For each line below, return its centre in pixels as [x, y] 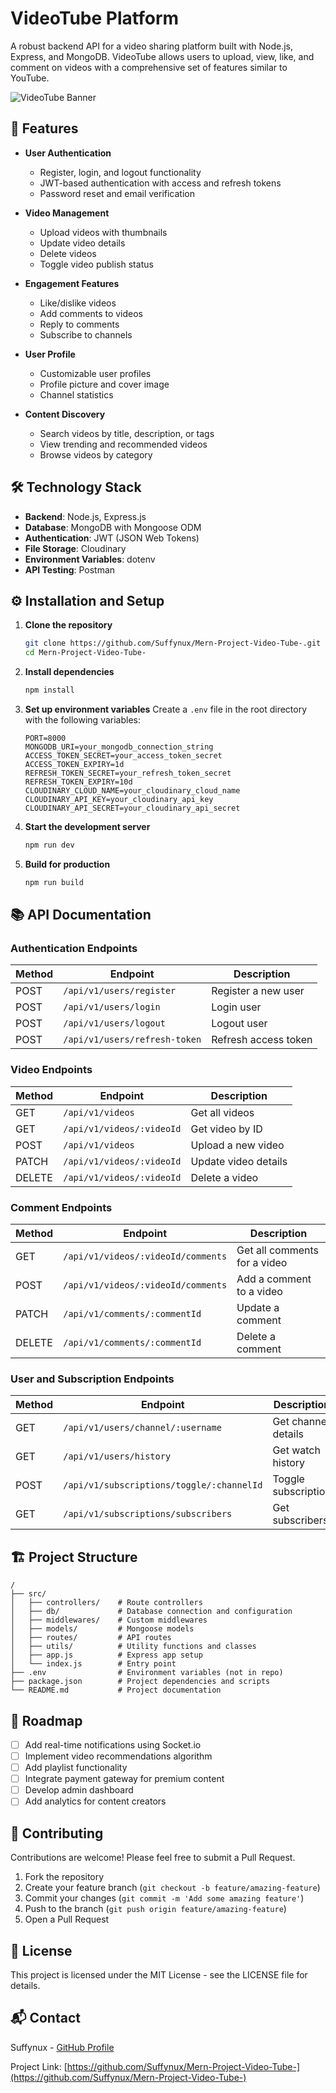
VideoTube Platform [95, 18]
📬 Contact [45, 2018]
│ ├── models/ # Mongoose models [102, 1629]
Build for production [67, 864]
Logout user [239, 1024]
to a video [259, 1292]
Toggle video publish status [96, 264]
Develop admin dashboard [79, 1790]
